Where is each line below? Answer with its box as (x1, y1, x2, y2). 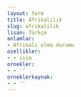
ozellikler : (7, 48, 41, 55)
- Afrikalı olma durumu (7, 42, 75, 48)
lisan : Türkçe (7, 29, 48, 36)
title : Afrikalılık (7, 16, 63, 23)
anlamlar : (7, 36, 35, 42)
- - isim (7, 55, 32, 61)
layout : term (7, 10, 44, 17)
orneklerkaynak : (7, 73, 53, 81)
